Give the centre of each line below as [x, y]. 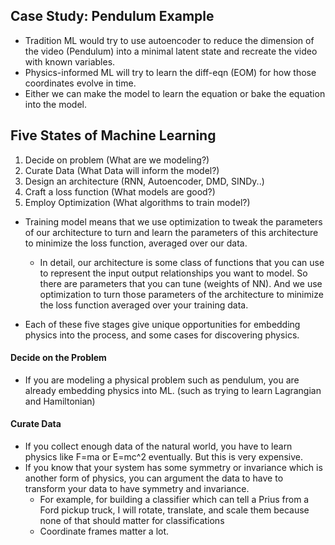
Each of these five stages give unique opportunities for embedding [162, 324]
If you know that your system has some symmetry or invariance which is [173, 468]
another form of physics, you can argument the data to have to [154, 478]
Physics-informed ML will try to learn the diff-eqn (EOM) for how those [170, 72]
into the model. [56, 104]
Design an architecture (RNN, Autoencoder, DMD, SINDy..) [144, 181]
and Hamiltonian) [60, 401]
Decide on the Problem [58, 358]
